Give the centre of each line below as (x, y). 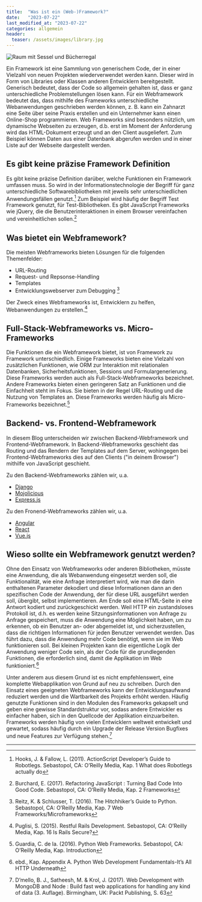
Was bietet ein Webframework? (66, 238)
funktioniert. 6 (23, 665)
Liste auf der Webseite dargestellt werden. (59, 145)
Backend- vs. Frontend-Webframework (81, 424)
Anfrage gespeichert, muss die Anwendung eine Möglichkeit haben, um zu (99, 620)
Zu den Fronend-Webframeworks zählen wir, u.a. (67, 511)
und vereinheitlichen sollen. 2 (41, 218)
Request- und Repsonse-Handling (57, 277)
